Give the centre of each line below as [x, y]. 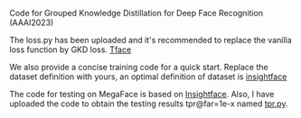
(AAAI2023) [32, 23]
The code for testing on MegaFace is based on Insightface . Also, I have [142, 94]
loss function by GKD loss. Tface [71, 50]
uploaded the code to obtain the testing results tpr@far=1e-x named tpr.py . [149, 104]
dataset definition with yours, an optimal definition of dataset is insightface [148, 77]
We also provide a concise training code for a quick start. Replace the [139, 67]
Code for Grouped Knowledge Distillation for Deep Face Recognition [136, 13]
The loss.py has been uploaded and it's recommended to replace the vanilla [150, 40]
